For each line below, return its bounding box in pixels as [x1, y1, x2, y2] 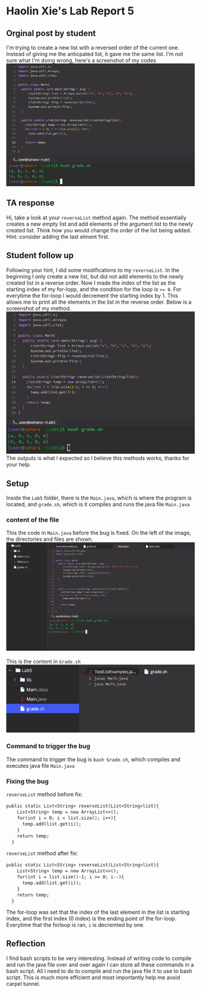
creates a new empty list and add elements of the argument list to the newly [6, 220, 193, 228]
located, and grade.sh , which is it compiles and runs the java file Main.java [6, 500, 190, 508]
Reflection [6, 938, 46, 949]
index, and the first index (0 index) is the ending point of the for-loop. [6, 914, 176, 922]
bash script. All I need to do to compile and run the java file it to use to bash [6, 967, 193, 974]
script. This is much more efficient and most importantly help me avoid [6, 974, 181, 981]
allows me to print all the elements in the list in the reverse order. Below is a [6, 298, 192, 306]
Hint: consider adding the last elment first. [6, 233, 109, 240]
